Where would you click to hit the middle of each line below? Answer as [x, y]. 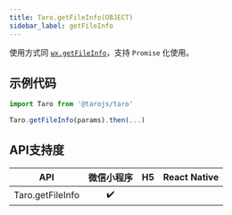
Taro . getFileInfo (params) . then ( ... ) [77, 120]
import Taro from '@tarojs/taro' [71, 104]
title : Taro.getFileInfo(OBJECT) [71, 17]
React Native [191, 177]
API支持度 [37, 150]
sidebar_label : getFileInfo [62, 26]
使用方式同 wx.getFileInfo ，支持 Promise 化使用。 [102, 52]
